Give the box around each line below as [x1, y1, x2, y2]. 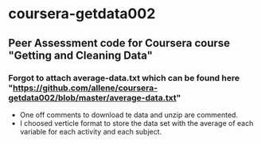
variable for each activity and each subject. [19, 127, 162, 136]
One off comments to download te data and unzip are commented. [19, 110, 239, 119]
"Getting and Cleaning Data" [8, 48, 154, 62]
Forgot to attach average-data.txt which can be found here [8, 72, 240, 83]
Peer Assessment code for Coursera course [8, 36, 231, 50]
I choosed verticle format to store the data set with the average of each [19, 118, 254, 127]
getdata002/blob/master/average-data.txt [8, 92, 177, 103]
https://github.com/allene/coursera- [13, 82, 158, 93]
